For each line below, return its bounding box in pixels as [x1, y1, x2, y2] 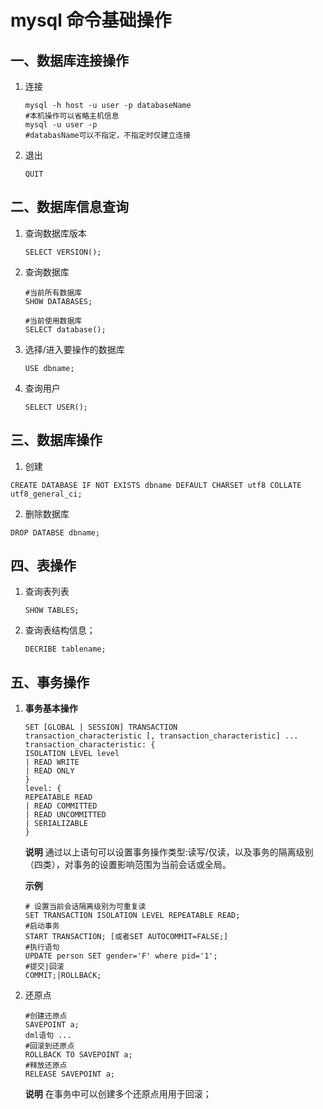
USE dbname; [24, 363, 75, 373]
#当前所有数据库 [24, 287, 83, 298]
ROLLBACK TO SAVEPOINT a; [24, 1050, 133, 1060]
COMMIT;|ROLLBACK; [24, 971, 102, 981]
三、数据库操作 [10, 432, 103, 449]
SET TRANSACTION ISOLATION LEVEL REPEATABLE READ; [24, 911, 241, 921]
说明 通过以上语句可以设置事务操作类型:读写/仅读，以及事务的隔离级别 [24, 846, 314, 858]
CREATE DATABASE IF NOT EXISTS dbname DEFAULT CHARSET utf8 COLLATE [10, 480, 302, 490]
